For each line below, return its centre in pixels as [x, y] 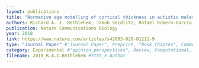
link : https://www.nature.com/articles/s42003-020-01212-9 [81, 39]
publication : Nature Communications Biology [62, 28]
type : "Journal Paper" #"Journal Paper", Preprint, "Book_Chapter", [92, 45]
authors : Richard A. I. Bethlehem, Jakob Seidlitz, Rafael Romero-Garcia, [100, 22]
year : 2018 [20, 34]
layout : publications [33, 12]
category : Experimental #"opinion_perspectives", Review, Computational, [99, 50]
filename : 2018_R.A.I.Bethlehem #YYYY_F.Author [66, 56]
